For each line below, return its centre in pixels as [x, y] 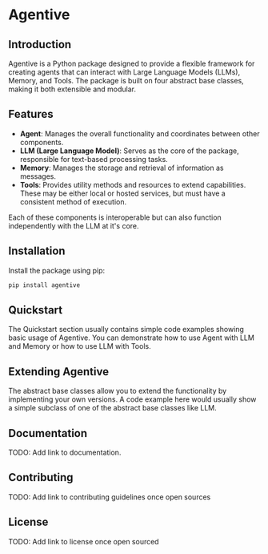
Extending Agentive [59, 372]
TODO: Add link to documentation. [65, 452]
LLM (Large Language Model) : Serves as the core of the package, [129, 151]
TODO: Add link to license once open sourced [84, 541]
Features [31, 114]
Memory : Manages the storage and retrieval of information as [122, 168]
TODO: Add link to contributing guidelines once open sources [110, 497]
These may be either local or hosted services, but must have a [122, 193]
